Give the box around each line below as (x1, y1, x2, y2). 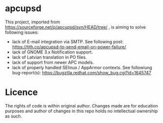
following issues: (5, 29, 39, 35)
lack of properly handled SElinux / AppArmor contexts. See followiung (12, 64, 152, 70)
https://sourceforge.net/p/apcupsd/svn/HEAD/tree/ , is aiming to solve (5, 24, 146, 30)
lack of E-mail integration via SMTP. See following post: (12, 38, 124, 44)
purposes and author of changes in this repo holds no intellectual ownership (5, 108, 158, 114)
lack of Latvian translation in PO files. (12, 54, 87, 60)
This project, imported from (5, 19, 60, 25)
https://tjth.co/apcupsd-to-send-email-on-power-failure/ (12, 44, 127, 50)
